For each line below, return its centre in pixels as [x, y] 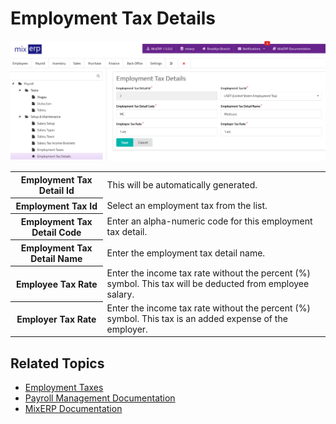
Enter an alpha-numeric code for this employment [209, 221]
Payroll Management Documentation [100, 398]
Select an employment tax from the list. [187, 205]
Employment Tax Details [113, 18]
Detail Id [56, 190]
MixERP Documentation [73, 409]
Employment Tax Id [56, 206]
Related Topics [57, 363]
